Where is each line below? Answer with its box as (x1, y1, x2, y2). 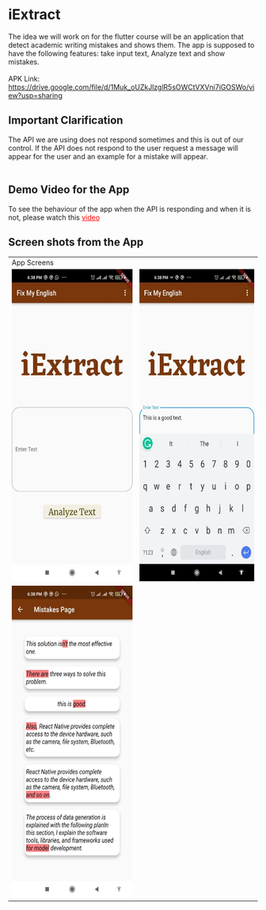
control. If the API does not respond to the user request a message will (8, 143, 239, 152)
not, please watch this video (8, 212, 101, 222)
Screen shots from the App (8, 235, 144, 249)
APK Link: (8, 74, 40, 83)
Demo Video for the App (8, 183, 130, 197)
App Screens (11, 258, 54, 267)
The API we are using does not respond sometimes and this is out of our (8, 135, 244, 144)
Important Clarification (8, 113, 123, 128)
